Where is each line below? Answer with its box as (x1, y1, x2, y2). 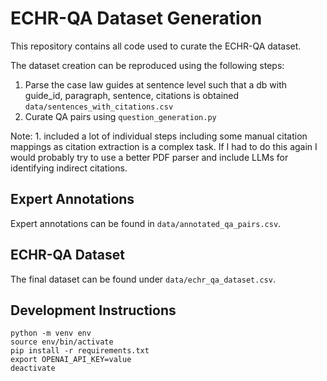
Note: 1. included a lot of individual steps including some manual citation (10, 130, 308, 142)
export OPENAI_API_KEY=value (10, 355, 132, 365)
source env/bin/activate (10, 337, 114, 347)
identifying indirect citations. (10, 162, 128, 174)
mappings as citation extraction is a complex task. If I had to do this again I (10, 140, 318, 152)
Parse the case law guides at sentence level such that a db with (24, 78, 288, 91)
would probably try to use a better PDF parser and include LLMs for (10, 151, 289, 163)
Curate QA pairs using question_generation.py (24, 110, 217, 122)
